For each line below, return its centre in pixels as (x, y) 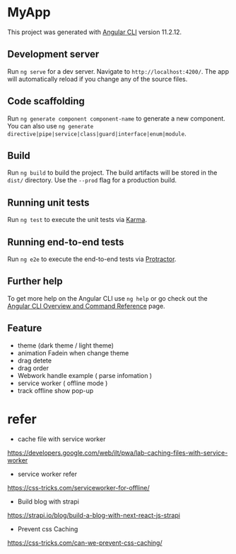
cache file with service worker (61, 439)
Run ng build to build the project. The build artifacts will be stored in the (112, 173)
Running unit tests (48, 203)
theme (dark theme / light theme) (66, 345)
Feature (25, 328)
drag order (33, 368)
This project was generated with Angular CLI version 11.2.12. (95, 32)
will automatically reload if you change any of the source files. (98, 79)
